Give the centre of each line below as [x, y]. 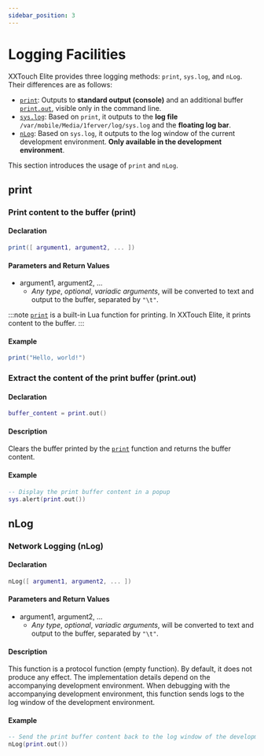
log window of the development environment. [82, 703]
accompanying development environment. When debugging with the [119, 686]
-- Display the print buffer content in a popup [89, 492]
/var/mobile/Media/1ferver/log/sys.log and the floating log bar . [125, 125]
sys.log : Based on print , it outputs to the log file [99, 116]
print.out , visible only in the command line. [90, 108]
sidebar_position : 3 [42, 15]
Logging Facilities [67, 54]
